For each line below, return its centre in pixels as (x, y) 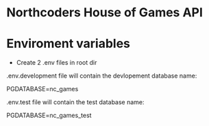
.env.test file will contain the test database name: (75, 102)
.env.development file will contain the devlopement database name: (102, 76)
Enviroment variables (69, 44)
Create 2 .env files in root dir (57, 63)
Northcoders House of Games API (105, 13)
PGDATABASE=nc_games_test (49, 115)
